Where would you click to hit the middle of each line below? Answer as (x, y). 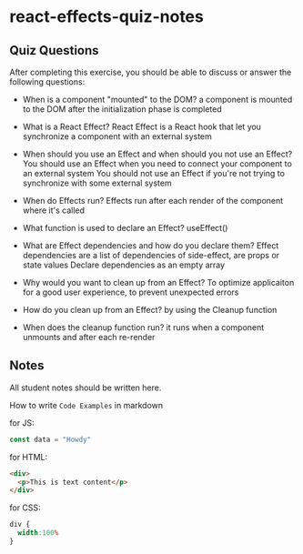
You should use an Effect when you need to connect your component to (157, 164)
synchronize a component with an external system (117, 136)
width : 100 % (38, 533)
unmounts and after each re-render (89, 337)
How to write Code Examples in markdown (86, 405)
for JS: (22, 423)
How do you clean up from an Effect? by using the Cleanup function (150, 310)
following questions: (47, 82)
